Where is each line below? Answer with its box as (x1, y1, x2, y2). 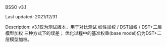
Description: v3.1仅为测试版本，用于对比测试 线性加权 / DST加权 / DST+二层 (5, 24, 162, 30)
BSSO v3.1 (5, 4, 27, 10)
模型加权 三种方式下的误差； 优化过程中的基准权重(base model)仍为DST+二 (5, 30, 162, 36)
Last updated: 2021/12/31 (5, 14, 58, 19)
